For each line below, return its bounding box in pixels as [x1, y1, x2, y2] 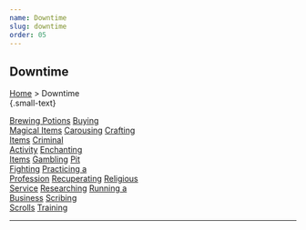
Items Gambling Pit [9, 154, 80, 165]
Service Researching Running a [9, 183, 127, 194]
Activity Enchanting [9, 145, 83, 155]
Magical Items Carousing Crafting [9, 125, 136, 136]
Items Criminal [9, 135, 64, 145]
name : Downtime [9, 13, 67, 23]
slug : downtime [9, 22, 67, 31]
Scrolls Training [9, 202, 68, 214]
